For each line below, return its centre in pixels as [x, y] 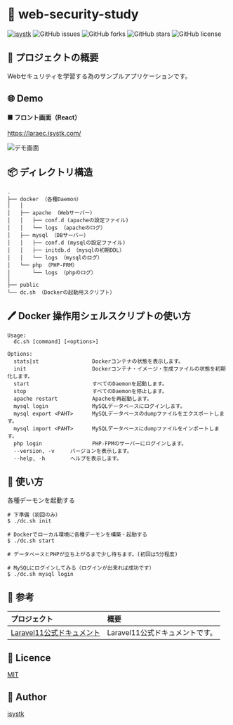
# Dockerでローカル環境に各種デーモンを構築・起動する [77, 534]
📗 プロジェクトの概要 [53, 58]
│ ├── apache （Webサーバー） [52, 213]
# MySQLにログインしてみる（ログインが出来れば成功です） [81, 568]
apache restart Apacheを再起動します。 [83, 399]
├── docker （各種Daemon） [45, 200]
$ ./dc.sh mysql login [40, 574]
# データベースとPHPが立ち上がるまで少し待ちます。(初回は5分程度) [93, 554]
